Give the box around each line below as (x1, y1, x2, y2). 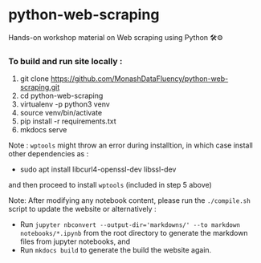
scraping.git (19, 83, 60, 92)
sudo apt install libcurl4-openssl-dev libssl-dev (19, 164, 177, 174)
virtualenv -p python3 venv (19, 99, 110, 109)
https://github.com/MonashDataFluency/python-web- (51, 74, 229, 83)
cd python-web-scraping (19, 91, 104, 101)
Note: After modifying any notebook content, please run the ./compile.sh (8, 196, 251, 205)
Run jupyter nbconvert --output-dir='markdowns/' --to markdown (19, 220, 241, 229)
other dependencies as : (8, 149, 89, 159)
